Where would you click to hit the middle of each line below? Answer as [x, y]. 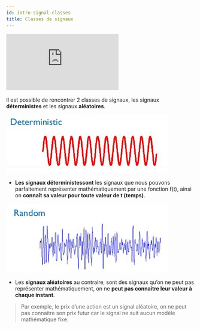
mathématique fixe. [45, 319]
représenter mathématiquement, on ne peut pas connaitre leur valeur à [104, 288]
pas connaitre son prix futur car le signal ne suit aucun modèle [98, 313]
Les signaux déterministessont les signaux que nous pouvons [93, 182]
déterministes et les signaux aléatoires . [56, 106]
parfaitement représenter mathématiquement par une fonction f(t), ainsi [103, 189]
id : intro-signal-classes [38, 13]
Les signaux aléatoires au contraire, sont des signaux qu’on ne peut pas [104, 282]
